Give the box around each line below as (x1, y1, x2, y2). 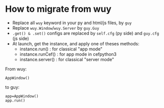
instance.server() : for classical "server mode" (19, 56, 114, 62)
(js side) (12, 36, 29, 41)
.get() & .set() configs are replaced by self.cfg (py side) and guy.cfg (12, 30, 160, 36)
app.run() (5, 98, 26, 103)
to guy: (5, 84, 20, 90)
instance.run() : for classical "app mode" (19, 46, 103, 52)
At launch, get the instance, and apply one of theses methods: (12, 40, 140, 46)
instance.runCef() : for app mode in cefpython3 (19, 51, 117, 57)
